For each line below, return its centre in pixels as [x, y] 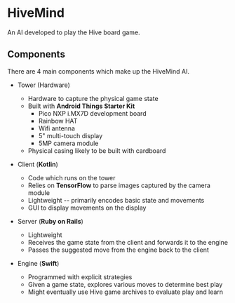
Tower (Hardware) [43, 85]
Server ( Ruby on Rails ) [51, 221]
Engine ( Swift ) [38, 263]
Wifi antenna [57, 128]
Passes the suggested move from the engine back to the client [118, 250]
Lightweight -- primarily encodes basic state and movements [116, 200]
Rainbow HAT [58, 121]
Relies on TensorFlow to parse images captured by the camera [119, 185]
